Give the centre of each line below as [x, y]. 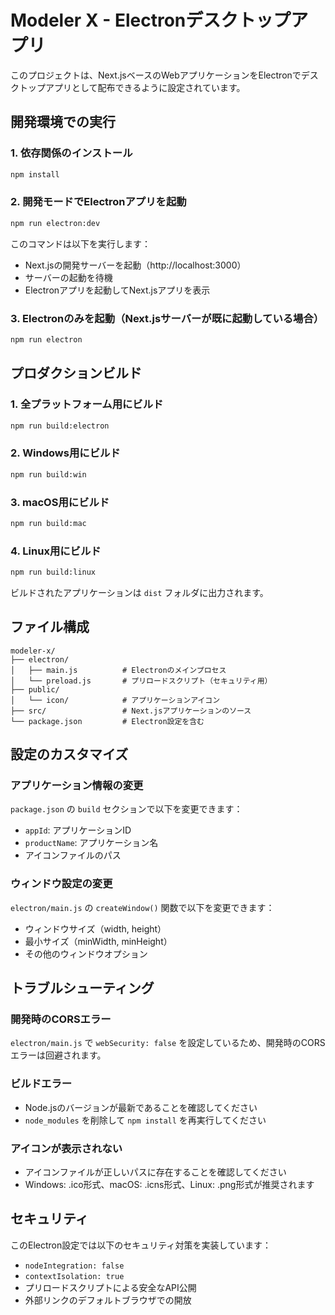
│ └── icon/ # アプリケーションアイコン [115, 700]
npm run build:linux [53, 572]
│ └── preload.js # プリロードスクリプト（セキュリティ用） [141, 681]
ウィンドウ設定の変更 [61, 884]
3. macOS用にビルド [60, 502]
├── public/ [35, 689]
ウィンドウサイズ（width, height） [95, 928]
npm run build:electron [60, 426]
